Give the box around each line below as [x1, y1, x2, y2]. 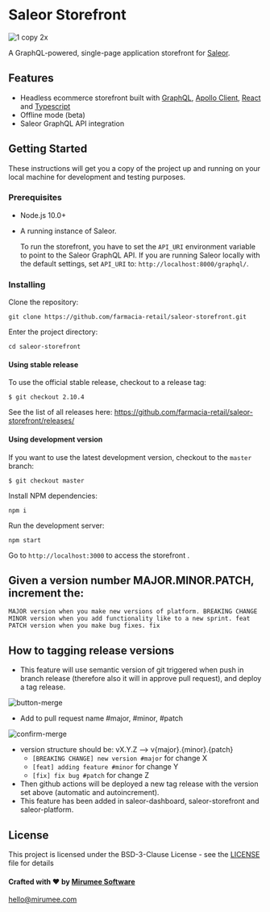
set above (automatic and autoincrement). [19, 788, 160, 797]
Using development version [8, 434, 103, 444]
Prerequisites [8, 192, 62, 203]
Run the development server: [8, 521, 105, 530]
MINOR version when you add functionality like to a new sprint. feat [8, 615, 251, 623]
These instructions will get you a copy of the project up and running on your [8, 163, 260, 173]
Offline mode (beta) [19, 110, 86, 119]
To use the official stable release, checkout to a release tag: [8, 378, 207, 387]
